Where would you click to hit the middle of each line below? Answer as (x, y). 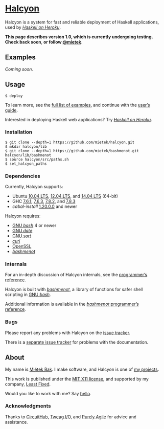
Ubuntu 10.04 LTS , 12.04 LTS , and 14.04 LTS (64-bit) (65, 196)
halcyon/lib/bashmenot (28, 155)
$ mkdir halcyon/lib (26, 147)
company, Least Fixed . (28, 384)
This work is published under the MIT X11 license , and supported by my (77, 379)
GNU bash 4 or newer (34, 226)
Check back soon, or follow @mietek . (44, 42)
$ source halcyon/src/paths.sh (37, 159)
